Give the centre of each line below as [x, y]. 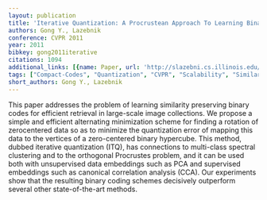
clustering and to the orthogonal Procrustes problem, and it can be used [126, 155]
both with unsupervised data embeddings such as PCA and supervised [124, 163]
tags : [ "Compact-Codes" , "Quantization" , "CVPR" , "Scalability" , [119, 75]
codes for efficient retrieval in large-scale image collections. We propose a [130, 113]
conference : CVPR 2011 [46, 38]
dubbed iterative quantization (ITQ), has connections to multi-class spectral [132, 147]
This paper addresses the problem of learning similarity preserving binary [129, 105]
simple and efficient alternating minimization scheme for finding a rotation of [133, 121]
